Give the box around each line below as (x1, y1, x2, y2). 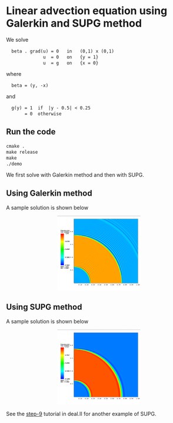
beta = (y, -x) (11, 82, 49, 88)
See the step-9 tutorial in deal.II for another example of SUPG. (6, 411, 157, 417)
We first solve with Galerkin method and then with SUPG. (6, 171, 144, 178)
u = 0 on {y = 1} (43, 54, 99, 60)
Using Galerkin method (6, 189, 92, 199)
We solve (6, 36, 29, 43)
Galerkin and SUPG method (6, 16, 142, 30)
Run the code (6, 127, 56, 137)
